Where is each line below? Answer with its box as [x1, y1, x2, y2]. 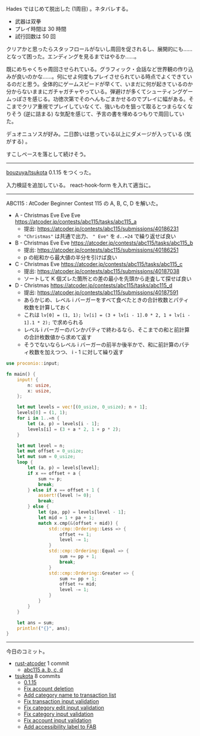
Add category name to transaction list [23, 691, 117, 699]
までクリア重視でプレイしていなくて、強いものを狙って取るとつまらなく [11, 103, 188, 110]
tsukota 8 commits [14, 673, 61, 680]
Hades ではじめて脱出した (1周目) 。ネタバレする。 [6, 5, 132, 12]
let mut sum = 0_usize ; [17, 454, 76, 460]
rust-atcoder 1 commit [14, 660, 70, 667]
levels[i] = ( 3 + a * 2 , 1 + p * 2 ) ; [27, 426, 121, 432]
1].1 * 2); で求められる [23, 318, 84, 326]
